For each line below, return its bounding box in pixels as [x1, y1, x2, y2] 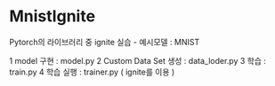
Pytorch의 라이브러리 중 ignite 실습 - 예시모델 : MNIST [9, 36, 200, 47]
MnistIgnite [9, 6, 96, 27]
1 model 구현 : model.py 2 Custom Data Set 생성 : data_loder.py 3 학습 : [9, 55, 267, 66]
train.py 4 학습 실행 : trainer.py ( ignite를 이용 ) [9, 66, 175, 77]
